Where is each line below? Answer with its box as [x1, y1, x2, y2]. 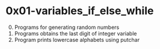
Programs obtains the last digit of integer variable [14, 30, 137, 37]
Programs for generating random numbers [14, 24, 120, 31]
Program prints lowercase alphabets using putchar [14, 36, 140, 43]
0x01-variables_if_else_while [5, 4, 154, 18]
